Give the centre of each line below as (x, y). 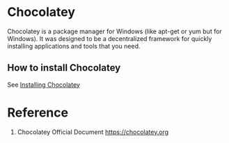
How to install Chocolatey (64, 68)
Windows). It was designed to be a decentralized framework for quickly (110, 38)
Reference (38, 112)
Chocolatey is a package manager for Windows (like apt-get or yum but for (115, 31)
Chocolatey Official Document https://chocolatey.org (93, 132)
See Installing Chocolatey (44, 85)
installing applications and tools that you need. (74, 46)
